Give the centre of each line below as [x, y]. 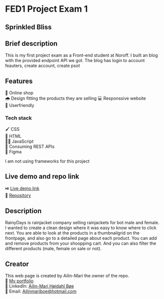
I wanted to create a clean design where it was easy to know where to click [81, 228]
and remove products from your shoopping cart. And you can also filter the [81, 243]
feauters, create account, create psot [43, 66]
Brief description [31, 43]
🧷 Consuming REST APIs [30, 146]
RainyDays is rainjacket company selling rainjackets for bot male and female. [82, 223]
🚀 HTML [13, 136]
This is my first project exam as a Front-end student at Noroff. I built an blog [82, 55]
